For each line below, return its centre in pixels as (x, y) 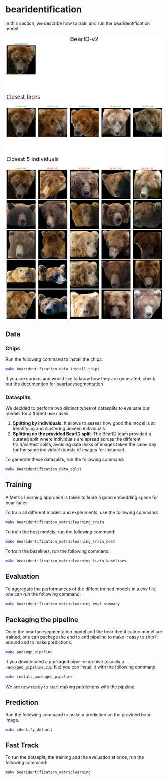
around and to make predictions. (39, 642)
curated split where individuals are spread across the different (77, 439)
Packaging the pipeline (42, 619)
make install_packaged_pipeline (39, 677)
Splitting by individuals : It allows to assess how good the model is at (84, 423)
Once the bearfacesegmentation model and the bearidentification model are (84, 632)
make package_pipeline (29, 652)
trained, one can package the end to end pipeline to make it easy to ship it (82, 637)
